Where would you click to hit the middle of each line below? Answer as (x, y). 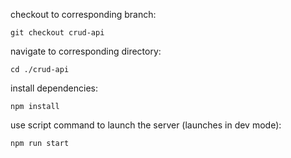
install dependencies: (54, 88)
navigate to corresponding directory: (86, 51)
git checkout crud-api (57, 33)
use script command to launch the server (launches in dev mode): (146, 125)
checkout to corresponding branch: (83, 14)
